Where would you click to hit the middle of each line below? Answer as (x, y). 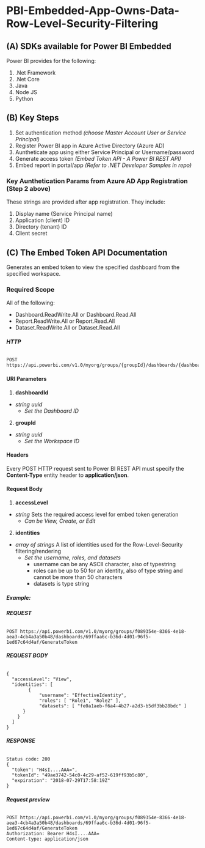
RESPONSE (21, 741)
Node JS (26, 92)
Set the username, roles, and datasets (72, 558)
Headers (17, 455)
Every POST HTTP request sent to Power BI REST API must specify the (95, 468)
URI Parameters (27, 379)
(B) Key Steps (33, 118)
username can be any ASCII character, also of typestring (104, 564)
